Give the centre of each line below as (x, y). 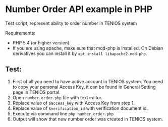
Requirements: (20, 33)
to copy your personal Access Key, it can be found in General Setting (84, 87)
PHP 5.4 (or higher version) (41, 43)
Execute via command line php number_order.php (63, 113)
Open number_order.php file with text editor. (57, 97)
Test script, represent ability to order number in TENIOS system (71, 23)
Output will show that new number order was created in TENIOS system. (88, 119)
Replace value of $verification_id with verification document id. (80, 108)
